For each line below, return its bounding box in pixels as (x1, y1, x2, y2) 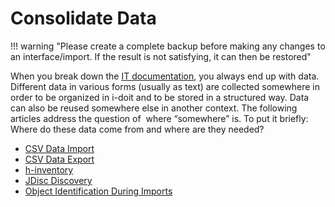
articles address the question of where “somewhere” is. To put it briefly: (10, 112, 309, 124)
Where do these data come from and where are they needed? (10, 123, 265, 135)
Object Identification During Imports (24, 185, 173, 197)
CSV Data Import (24, 142, 95, 154)
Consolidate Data (10, 7, 157, 30)
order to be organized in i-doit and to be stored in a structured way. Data (10, 91, 310, 103)
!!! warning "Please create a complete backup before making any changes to (10, 40, 326, 52)
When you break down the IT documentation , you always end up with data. (10, 70, 320, 82)
